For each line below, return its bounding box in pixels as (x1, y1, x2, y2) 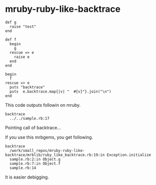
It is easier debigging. (5, 174, 49, 180)
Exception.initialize (107, 152, 152, 157)
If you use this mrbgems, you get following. (5, 134, 93, 140)
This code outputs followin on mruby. (5, 102, 81, 108)
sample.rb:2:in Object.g (9, 157, 61, 162)
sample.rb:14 (9, 165, 37, 170)
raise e (14, 54, 30, 59)
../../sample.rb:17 (9, 116, 50, 121)
